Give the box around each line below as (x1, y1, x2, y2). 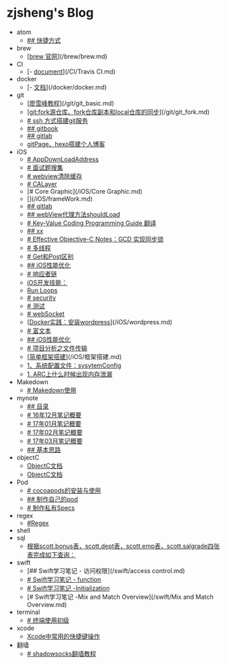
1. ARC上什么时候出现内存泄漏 (26, 370, 113, 378)
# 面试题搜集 (26, 163, 64, 172)
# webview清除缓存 (26, 172, 82, 180)
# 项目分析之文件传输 (26, 344, 88, 352)
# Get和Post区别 (26, 252, 74, 260)
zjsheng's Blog (6, 5, 94, 21)
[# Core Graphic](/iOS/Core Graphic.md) (26, 187, 143, 195)
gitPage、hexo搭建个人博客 (26, 140, 105, 148)
